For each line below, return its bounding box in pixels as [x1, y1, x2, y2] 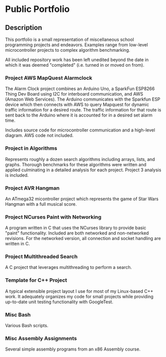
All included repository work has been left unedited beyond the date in [5, 57, 149, 63]
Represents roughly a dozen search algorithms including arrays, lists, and [5, 156, 155, 162]
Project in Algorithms [5, 145, 57, 152]
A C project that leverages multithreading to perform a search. [5, 264, 132, 270]
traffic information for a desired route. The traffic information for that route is [5, 107, 162, 113]
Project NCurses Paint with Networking [5, 213, 102, 220]
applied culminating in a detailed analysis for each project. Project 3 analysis [5, 167, 162, 173]
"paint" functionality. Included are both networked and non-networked [5, 230, 149, 236]
